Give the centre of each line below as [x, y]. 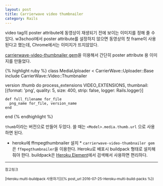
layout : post [18, 9]
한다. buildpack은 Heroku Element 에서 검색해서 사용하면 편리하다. [84, 155]
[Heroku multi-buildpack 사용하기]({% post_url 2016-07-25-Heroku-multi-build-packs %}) [80, 179]
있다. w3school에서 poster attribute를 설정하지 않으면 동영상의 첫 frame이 [76, 39]
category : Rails [21, 18]
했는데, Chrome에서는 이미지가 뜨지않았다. [58, 45]
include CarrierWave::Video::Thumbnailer [46, 76]
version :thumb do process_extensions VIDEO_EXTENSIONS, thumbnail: [77, 86]
